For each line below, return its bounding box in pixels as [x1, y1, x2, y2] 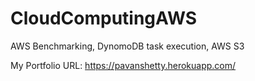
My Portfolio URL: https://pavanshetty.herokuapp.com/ [10, 59, 237, 71]
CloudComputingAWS [10, 7, 198, 30]
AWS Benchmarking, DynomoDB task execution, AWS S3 [10, 40, 245, 52]
